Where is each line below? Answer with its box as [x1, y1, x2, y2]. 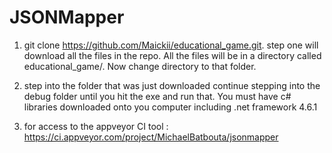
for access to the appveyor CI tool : [23, 120, 169, 132]
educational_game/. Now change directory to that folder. [23, 60, 257, 72]
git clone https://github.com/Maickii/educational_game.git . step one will [23, 39, 319, 51]
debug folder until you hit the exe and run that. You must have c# [23, 90, 292, 102]
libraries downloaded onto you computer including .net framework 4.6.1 [23, 101, 318, 113]
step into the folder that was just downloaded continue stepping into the [23, 79, 321, 91]
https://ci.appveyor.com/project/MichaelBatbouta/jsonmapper [23, 131, 279, 143]
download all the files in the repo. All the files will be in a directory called [23, 49, 322, 61]
